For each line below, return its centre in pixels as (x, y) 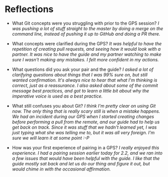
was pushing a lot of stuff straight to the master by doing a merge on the (88, 28)
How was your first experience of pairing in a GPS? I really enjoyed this (86, 147)
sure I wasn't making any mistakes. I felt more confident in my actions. (85, 59)
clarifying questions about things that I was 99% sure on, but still (80, 74)
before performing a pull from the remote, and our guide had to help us (86, 122)
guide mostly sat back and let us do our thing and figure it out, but (81, 163)
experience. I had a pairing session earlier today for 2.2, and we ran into (87, 153)
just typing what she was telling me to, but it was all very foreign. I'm (83, 132)
